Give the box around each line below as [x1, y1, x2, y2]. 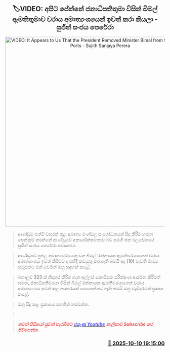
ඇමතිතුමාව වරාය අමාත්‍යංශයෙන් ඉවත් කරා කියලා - [12, 15, 158, 24]
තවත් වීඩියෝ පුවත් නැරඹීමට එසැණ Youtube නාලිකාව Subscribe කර [17, 321, 153, 327]
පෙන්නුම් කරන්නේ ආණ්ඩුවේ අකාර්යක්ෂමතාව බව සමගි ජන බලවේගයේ [17, 237, 154, 243]
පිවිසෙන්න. [17, 327, 39, 333]
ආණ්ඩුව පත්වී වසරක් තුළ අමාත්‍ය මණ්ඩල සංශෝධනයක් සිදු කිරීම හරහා [17, 230, 153, 237]
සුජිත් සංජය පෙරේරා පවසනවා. [17, 242, 77, 248]
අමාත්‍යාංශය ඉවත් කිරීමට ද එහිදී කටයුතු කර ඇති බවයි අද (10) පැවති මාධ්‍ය [17, 258, 158, 264]
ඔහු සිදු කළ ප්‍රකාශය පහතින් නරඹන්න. [17, 301, 90, 307]
